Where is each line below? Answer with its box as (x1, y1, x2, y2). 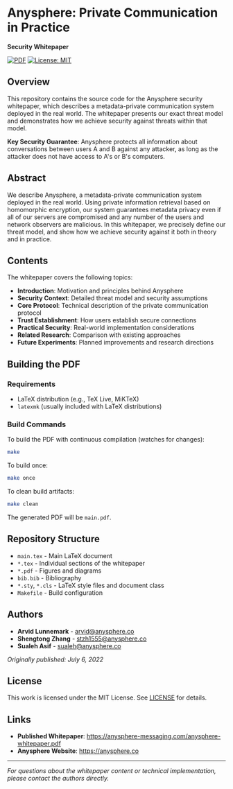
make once (7, 475, 36, 482)
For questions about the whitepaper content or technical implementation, (7, 767, 216, 775)
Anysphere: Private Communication (7, 5, 218, 21)
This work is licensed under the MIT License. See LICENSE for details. (7, 693, 207, 702)
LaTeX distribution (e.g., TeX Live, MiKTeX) (17, 395, 139, 404)
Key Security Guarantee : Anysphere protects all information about (7, 137, 198, 146)
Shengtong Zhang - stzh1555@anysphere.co (17, 634, 147, 643)
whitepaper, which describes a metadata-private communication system (7, 102, 214, 110)
